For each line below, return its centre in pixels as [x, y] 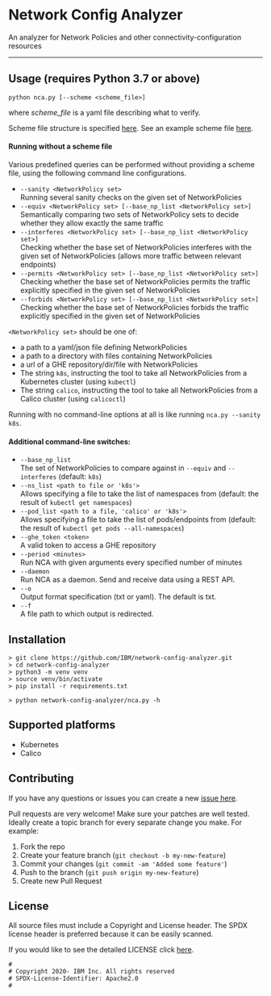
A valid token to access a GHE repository [88, 545]
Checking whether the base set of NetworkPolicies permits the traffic [135, 281]
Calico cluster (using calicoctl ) [73, 398]
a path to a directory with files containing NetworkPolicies [116, 355]
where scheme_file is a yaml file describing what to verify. [104, 112]
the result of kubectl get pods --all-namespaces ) [102, 528]
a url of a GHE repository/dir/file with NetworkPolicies [109, 364]
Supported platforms [62, 725]
